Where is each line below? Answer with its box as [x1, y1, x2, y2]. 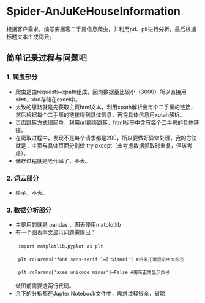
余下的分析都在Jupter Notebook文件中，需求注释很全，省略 [15, 290, 166, 297]
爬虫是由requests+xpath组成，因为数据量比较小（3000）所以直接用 [15, 88, 187, 95]
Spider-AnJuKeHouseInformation [6, 4, 181, 18]
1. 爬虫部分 [6, 73, 38, 81]
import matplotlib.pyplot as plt [18, 243, 103, 250]
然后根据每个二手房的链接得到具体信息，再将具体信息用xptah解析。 [15, 111, 185, 118]
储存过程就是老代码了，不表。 [15, 157, 91, 164]
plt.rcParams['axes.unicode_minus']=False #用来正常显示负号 [18, 269, 170, 276]
